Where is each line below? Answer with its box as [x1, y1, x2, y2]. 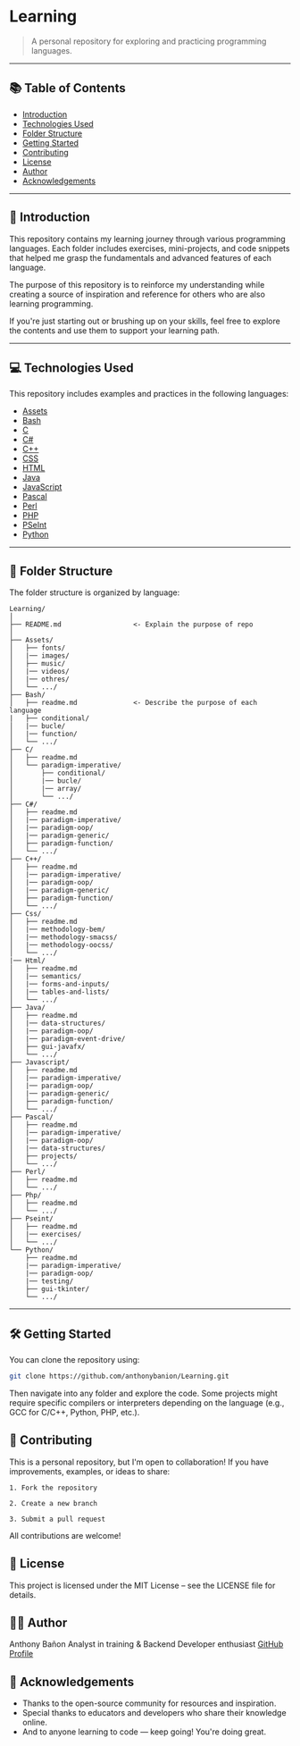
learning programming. [9, 298, 94, 309]
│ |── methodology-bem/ [9, 925, 105, 935]
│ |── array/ [9, 785, 82, 793]
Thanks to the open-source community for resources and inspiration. [21, 1698, 277, 1708]
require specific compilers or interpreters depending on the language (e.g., [9, 1397, 285, 1408]
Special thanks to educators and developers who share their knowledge [21, 1708, 287, 1718]
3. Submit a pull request [9, 1515, 105, 1524]
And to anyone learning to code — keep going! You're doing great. [21, 1726, 266, 1737]
